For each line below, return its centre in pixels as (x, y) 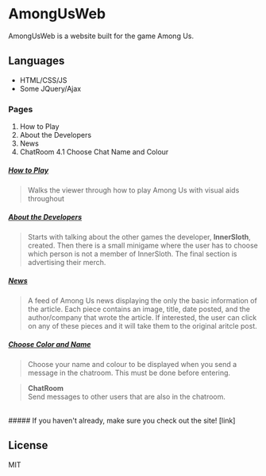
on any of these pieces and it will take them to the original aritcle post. (143, 326)
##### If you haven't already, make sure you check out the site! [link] (122, 420)
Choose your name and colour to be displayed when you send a (132, 364)
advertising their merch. (67, 262)
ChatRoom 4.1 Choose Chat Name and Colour (94, 152)
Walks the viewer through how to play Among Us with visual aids (133, 190)
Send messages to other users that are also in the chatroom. (127, 396)
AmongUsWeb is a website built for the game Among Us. (101, 36)
